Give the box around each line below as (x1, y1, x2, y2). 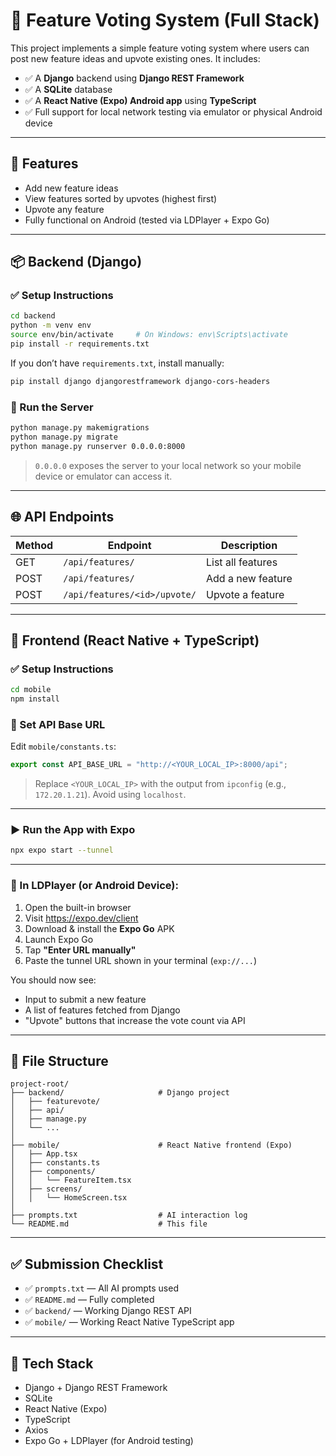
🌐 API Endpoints (10, 509, 115, 526)
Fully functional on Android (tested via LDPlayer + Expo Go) (24, 214, 270, 226)
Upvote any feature (24, 203, 105, 215)
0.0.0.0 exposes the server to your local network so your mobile (34, 459, 302, 471)
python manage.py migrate (10, 432, 118, 442)
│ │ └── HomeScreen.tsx (10, 1193, 128, 1203)
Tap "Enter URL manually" (24, 944, 137, 956)
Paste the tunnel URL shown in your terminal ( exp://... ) (24, 954, 258, 966)
